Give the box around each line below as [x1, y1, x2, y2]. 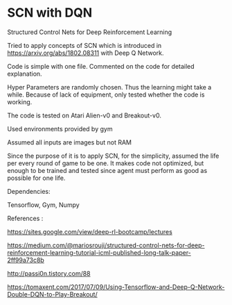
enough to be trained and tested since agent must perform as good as [7, 166, 208, 174]
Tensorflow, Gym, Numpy [7, 200, 80, 209]
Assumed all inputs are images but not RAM [7, 138, 132, 147]
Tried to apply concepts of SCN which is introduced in [7, 41, 162, 49]
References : [7, 214, 44, 222]
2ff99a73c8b [7, 256, 45, 264]
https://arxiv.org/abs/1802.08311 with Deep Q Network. [7, 49, 164, 57]
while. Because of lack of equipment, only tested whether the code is [7, 90, 205, 99]
